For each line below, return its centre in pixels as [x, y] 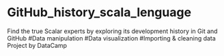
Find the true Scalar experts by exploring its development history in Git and [112, 31]
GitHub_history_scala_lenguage [99, 12]
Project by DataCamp [37, 45]
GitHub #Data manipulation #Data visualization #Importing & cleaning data [112, 38]
